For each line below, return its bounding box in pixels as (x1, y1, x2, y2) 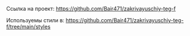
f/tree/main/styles (6, 23, 51, 30)
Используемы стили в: (6, 17, 65, 23)
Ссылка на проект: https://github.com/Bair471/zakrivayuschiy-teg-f (6, 5, 176, 12)
